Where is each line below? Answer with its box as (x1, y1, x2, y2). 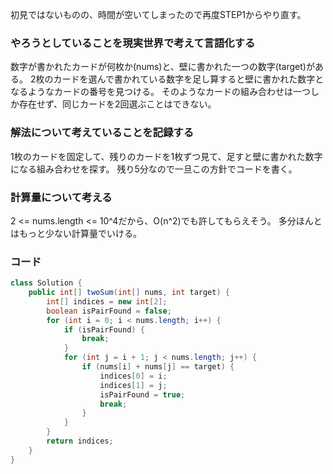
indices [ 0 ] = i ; (99, 371, 168, 381)
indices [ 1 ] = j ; (99, 380, 168, 390)
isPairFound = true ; (99, 389, 186, 400)
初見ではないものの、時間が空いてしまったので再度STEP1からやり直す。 (10, 9, 307, 20)
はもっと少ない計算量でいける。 (10, 227, 142, 239)
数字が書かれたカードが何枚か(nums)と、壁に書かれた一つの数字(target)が (10, 61, 315, 73)
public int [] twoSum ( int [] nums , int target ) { (28, 288, 230, 298)
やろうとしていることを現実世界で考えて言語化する (10, 36, 256, 50)
